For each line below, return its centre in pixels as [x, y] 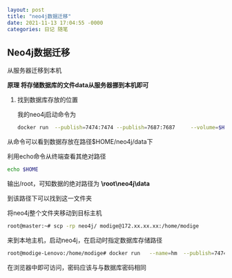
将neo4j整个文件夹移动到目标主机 [55, 213]
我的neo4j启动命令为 [47, 115]
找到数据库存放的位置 [47, 100]
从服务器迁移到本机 [35, 71]
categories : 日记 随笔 [38, 29]
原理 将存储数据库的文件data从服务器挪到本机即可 [78, 85]
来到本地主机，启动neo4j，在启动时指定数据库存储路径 [85, 240]
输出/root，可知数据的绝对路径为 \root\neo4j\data [79, 184]
